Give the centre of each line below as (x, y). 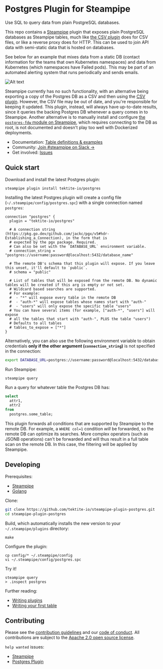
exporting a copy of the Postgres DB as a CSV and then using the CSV (75, 96)
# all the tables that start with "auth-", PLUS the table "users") (80, 319)
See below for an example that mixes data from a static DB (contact (72, 56)
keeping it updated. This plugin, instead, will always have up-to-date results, (81, 107)
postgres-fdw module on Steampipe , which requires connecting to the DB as (81, 122)
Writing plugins (27, 600)
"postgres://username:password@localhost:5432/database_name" (69, 255)
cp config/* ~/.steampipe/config (39, 555)
